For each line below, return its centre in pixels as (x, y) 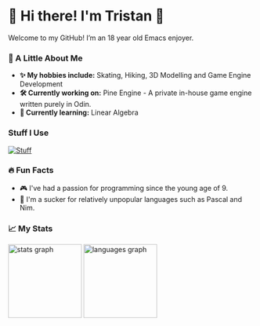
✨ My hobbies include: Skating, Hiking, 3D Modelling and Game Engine (135, 75)
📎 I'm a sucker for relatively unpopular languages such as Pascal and (131, 199)
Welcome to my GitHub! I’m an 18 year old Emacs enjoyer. (101, 38)
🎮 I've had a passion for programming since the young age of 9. (124, 188)
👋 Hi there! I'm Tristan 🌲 (86, 16)
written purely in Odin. (55, 104)
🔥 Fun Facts (31, 170)
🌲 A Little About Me (45, 58)
